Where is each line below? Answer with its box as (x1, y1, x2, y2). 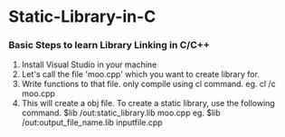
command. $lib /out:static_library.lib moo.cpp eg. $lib (21, 107, 221, 119)
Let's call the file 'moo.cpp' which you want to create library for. (21, 69, 260, 80)
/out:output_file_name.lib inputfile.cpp (21, 117, 164, 128)
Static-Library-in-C (8, 6, 157, 27)
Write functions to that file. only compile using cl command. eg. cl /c (21, 79, 277, 90)
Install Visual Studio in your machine (21, 59, 157, 70)
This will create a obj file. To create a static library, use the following (21, 98, 275, 109)
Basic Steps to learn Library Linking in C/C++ (8, 39, 210, 52)
